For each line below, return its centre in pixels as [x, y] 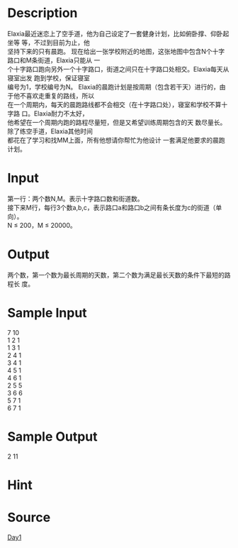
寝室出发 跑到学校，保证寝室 [49, 78]
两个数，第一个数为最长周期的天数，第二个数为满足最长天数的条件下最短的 [116, 275]
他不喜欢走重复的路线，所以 [53, 95]
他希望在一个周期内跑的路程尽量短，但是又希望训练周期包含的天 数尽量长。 [117, 122]
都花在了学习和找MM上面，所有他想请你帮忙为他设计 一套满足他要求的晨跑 [116, 140]
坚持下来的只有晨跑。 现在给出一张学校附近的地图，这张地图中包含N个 [110, 51]
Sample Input [47, 313]
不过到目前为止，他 [62, 42]
